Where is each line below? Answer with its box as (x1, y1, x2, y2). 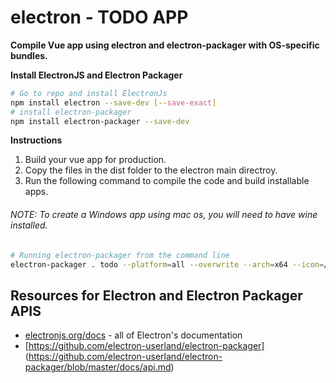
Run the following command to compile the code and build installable (24, 175, 310, 187)
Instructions (10, 134, 63, 146)
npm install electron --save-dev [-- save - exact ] (10, 97, 217, 108)
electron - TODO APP (10, 6, 189, 29)
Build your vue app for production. (24, 154, 167, 166)
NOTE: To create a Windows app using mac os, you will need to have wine (10, 209, 318, 221)
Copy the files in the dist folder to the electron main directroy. (24, 164, 278, 176)
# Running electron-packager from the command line (10, 250, 230, 260)
